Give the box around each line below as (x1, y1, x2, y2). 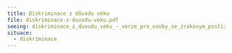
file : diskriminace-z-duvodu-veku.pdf (7, 17, 119, 23)
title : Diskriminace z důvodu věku (7, 10, 110, 17)
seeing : (7, 23, 30, 30)
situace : (7, 29, 32, 36)
